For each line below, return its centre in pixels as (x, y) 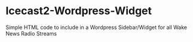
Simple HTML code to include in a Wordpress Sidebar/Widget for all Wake (96, 27)
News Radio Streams (31, 33)
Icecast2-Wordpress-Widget (79, 11)
